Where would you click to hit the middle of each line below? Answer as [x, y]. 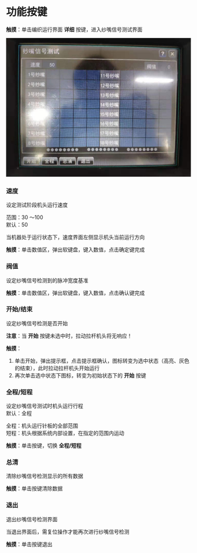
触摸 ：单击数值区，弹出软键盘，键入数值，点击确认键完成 [75, 293]
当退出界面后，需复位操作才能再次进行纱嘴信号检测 [68, 531]
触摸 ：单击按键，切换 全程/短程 [44, 446]
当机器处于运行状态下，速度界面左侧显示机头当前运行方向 [75, 237]
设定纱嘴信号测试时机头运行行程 [45, 406]
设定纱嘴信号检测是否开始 [37, 323]
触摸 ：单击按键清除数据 [34, 488]
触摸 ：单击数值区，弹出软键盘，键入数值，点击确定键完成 [75, 249]
